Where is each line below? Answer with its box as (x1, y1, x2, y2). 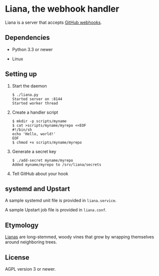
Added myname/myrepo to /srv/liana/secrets (12, 162, 102, 167)
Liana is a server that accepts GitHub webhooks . (5, 19, 102, 25)
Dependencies (5, 34, 50, 42)
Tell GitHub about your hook (12, 171, 69, 176)
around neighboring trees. (5, 239, 57, 245)
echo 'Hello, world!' (12, 131, 56, 137)
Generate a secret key (12, 148, 57, 154)
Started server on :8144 (12, 96, 63, 102)
